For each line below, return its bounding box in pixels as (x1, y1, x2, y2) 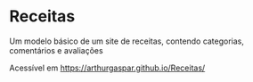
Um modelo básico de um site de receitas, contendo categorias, (9, 36, 245, 46)
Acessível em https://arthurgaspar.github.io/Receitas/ (9, 62, 206, 73)
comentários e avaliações (9, 45, 104, 55)
